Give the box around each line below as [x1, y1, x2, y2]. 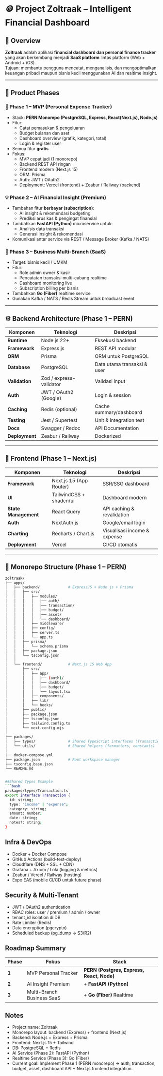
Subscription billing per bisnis [19, 285, 79, 291]
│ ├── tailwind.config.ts [5, 721, 70, 726]
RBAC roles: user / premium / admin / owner [12, 909, 100, 915]
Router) [51, 483, 69, 490]
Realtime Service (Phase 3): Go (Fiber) [12, 1056, 89, 1061]
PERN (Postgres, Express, [83, 967, 144, 974]
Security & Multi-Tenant [5, 891, 79, 900]
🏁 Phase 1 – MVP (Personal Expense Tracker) [5, 103, 113, 110]
